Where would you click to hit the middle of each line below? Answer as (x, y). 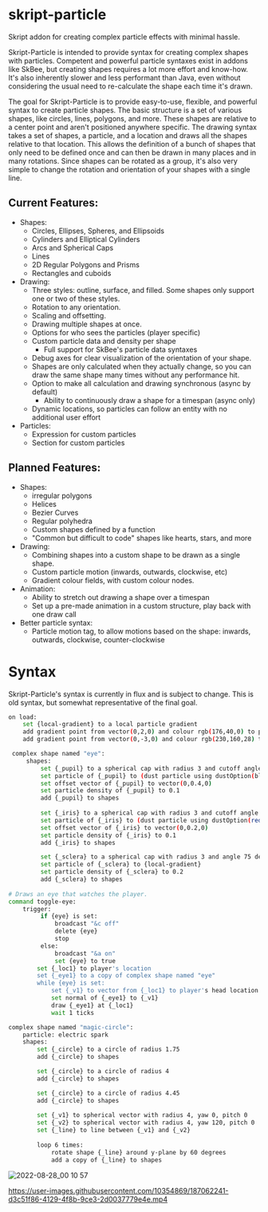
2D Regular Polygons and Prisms (85, 264)
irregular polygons (62, 495)
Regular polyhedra (62, 521)
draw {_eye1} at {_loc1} (92, 1005)
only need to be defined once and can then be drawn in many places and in (132, 152)
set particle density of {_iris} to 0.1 (108, 835)
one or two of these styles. (76, 298)
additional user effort (66, 417)
